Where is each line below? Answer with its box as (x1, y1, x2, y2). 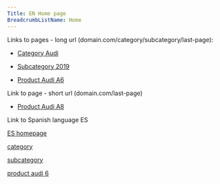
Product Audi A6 (17, 75, 64, 83)
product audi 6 (7, 169, 50, 177)
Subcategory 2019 (17, 62, 70, 70)
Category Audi (17, 49, 59, 57)
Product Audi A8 (17, 102, 64, 110)
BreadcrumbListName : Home (7, 17, 81, 23)
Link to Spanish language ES (7, 115, 88, 124)
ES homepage (7, 129, 47, 137)
